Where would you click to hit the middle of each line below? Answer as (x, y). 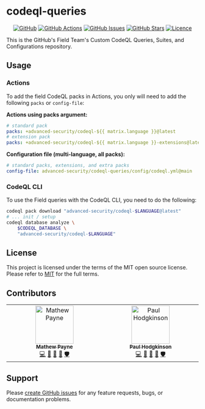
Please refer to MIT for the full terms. (53, 274)
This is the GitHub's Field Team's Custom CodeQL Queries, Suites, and (95, 40)
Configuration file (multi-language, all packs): (66, 154)
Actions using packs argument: (47, 115)
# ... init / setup (31, 217)
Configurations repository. (39, 46)
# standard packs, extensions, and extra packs (68, 166)
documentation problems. (39, 399)
